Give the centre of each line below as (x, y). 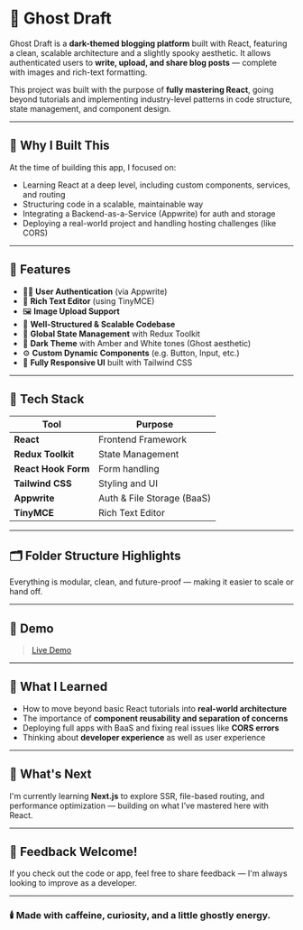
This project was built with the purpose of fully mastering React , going (142, 89)
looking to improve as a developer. (73, 883)
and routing (44, 194)
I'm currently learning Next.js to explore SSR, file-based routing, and (137, 796)
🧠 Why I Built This (60, 146)
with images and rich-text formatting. (78, 72)
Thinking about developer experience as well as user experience (144, 737)
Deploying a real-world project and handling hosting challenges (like (149, 223)
